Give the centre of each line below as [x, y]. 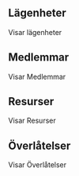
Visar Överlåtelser [38, 165]
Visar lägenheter [35, 32]
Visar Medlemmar [37, 76]
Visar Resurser [32, 121]
